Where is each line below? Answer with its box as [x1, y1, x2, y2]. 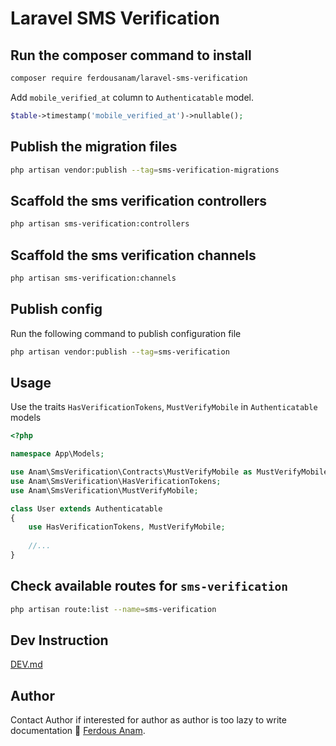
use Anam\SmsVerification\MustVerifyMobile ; [10, 485, 199, 496]
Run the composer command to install [10, 47, 252, 64]
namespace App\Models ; [10, 449, 105, 459]
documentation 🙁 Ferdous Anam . [10, 725, 146, 737]
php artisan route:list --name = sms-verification [10, 604, 217, 614]
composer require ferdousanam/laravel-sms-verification [10, 73, 248, 83]
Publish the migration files [10, 138, 178, 156]
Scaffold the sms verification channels [10, 247, 257, 264]
